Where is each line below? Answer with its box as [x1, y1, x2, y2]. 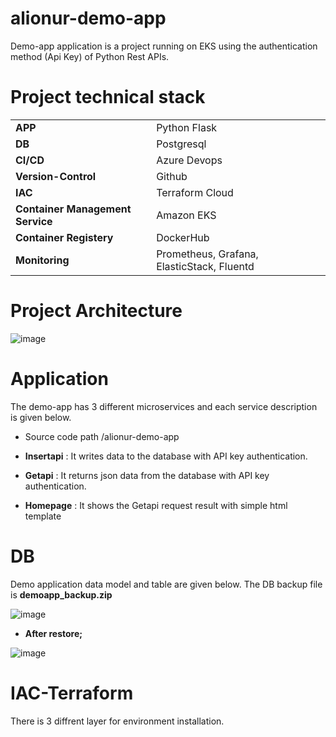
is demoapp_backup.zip [10, 588, 113, 601]
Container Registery [15, 230, 114, 244]
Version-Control [15, 169, 97, 183]
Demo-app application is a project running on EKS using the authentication [10, 40, 318, 52]
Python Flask [156, 120, 218, 134]
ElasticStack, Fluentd [156, 259, 255, 273]
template [24, 510, 62, 522]
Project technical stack [10, 86, 206, 109]
